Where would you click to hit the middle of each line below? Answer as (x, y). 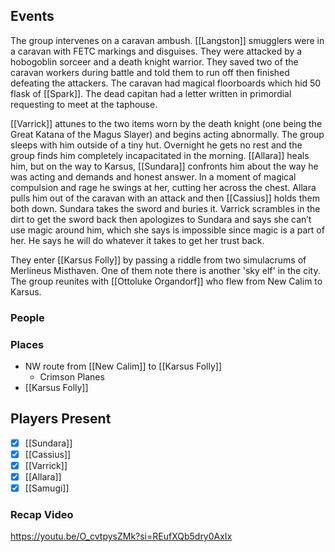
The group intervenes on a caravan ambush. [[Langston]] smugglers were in (167, 40)
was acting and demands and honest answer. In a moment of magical (153, 176)
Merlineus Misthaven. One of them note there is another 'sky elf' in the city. (165, 270)
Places (27, 344)
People (27, 317)
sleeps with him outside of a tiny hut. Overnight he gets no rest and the (156, 145)
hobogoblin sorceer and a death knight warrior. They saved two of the (154, 61)
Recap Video (42, 515)
